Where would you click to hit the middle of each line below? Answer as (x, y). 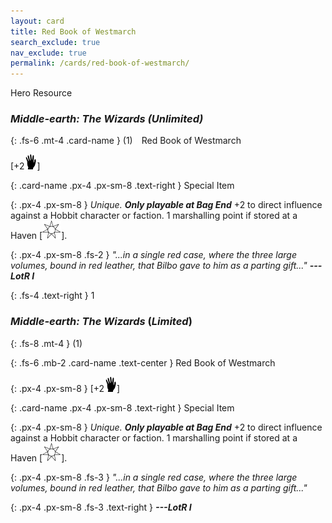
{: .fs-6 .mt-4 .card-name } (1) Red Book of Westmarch (126, 141)
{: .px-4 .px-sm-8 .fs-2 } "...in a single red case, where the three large (153, 255)
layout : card (37, 21)
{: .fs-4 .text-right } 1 (52, 296)
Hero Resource (41, 93)
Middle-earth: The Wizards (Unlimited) (107, 119)
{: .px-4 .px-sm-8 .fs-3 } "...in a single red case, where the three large (154, 477)
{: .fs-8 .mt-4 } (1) (46, 343)
